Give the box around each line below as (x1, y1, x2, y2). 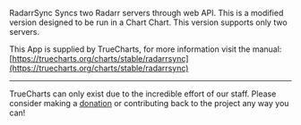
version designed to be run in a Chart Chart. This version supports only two (9, 17, 288, 28)
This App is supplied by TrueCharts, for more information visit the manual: (9, 44, 282, 54)
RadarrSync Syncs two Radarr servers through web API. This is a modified (9, 8, 284, 18)
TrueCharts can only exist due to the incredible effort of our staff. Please (9, 88, 277, 99)
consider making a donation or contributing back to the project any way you (9, 98, 289, 108)
